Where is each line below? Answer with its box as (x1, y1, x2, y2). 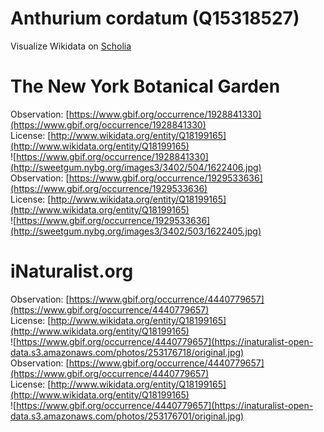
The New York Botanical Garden (10, 75, 281, 98)
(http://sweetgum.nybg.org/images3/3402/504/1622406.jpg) (10, 161, 262, 173)
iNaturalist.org (10, 260, 134, 283)
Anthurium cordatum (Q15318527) (10, 7, 300, 30)
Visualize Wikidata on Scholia (10, 40, 132, 52)
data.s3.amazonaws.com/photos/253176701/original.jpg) (10, 410, 245, 422)
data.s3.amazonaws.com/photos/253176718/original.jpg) (10, 346, 245, 358)
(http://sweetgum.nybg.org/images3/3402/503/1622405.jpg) (10, 225, 262, 237)
